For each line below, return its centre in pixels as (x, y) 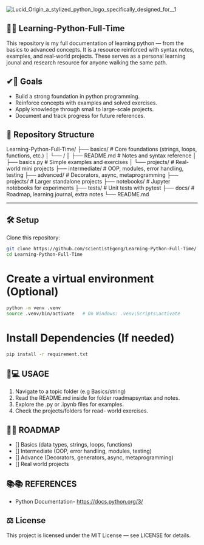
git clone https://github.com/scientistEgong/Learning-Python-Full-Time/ (102, 249)
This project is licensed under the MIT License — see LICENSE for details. (99, 535)
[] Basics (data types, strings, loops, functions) (73, 445)
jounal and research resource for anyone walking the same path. (87, 62)
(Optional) (32, 292)
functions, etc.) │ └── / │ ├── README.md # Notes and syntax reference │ (101, 156)
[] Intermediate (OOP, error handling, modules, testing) (83, 451)
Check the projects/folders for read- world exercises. (82, 411)
